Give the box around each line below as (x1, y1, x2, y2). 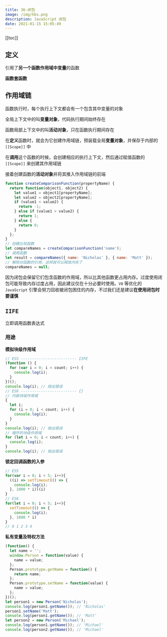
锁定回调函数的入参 (5, 458, 45, 464)
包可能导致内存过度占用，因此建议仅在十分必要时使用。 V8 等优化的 (5, 280, 142, 286)
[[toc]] (5, 35, 18, 41)
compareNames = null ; (5, 264, 50, 269)
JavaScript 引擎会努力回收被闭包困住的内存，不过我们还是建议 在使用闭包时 (5, 286, 160, 292)
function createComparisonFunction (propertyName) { (5, 181, 115, 186)
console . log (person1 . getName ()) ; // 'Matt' (5, 613, 97, 619)
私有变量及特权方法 (5, 534, 45, 540)
